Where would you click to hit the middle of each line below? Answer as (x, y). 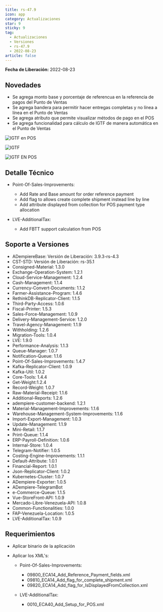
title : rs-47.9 (21, 10)
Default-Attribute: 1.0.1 (35, 461)
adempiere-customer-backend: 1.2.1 (49, 403)
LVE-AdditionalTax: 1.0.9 (37, 518)
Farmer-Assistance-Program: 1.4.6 (47, 293)
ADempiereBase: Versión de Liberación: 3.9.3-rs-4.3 (65, 256)
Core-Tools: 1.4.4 (30, 377)
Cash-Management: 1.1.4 (37, 282)
